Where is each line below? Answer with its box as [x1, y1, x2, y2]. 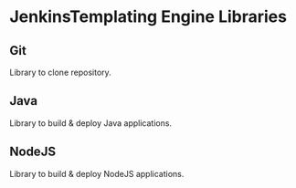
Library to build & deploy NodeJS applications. [9, 168, 185, 179]
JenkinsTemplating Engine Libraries [9, 6, 288, 27]
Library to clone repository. [9, 67, 111, 78]
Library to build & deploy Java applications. [9, 117, 172, 129]
